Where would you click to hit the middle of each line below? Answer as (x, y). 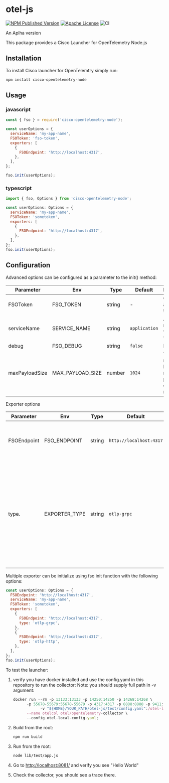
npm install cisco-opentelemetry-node (46, 80)
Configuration (28, 265)
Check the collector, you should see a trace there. (64, 775)
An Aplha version (24, 33)
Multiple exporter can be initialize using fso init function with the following (82, 576)
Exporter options (23, 404)
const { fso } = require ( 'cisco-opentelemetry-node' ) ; (64, 120)
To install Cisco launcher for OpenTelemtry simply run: (62, 70)
